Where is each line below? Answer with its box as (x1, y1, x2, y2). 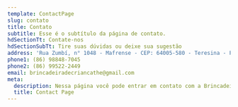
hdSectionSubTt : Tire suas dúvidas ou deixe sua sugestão (7, 43, 182, 50)
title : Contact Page (13, 89, 74, 96)
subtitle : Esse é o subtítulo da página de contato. (7, 30, 166, 37)
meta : (7, 75, 23, 83)
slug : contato (7, 17, 50, 24)
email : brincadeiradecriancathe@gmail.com (7, 69, 135, 76)
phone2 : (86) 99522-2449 (7, 63, 81, 70)
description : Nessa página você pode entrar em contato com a (13, 82, 201, 89)
